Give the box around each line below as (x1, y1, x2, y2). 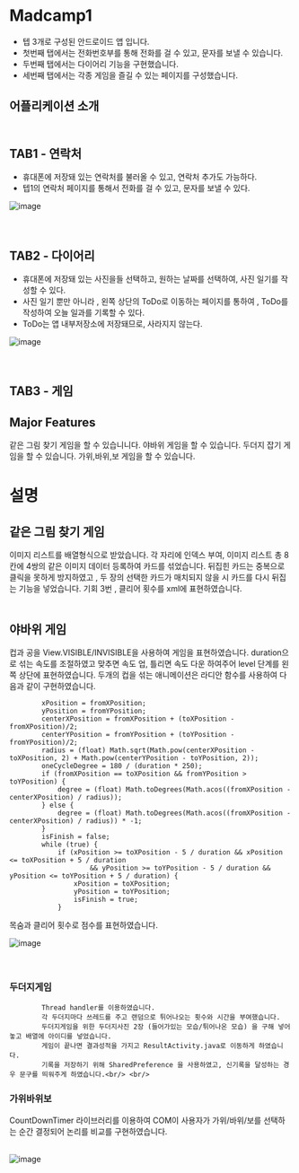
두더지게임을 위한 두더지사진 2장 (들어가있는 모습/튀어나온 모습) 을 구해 (41, 1022, 275, 1032)
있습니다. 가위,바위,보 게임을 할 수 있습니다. (44, 451, 196, 462)
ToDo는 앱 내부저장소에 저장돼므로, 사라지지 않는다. (22, 318, 203, 328)
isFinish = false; (41, 832, 110, 841)
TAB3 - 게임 (9, 383, 74, 399)
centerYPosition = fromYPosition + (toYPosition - (41, 730, 235, 739)
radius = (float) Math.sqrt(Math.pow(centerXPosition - (41, 746, 255, 755)
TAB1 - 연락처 (9, 145, 83, 162)
